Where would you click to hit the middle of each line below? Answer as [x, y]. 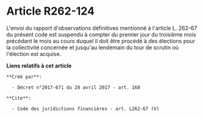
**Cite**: [19, 98]
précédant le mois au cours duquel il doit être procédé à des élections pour [101, 41]
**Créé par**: [24, 77]
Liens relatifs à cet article [39, 66]
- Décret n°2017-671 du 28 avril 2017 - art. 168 [76, 87]
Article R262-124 [51, 11]
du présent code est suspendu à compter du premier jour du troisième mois [101, 34]
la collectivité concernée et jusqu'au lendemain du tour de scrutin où [92, 47]
